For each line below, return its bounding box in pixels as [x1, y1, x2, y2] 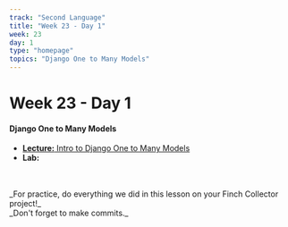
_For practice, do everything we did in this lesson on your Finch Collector [9, 189, 279, 199]
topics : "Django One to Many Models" [9, 55, 150, 63]
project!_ [9, 198, 42, 209]
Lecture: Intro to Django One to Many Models [21, 143, 191, 154]
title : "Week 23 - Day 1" [9, 21, 106, 30]
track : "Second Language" [9, 13, 106, 22]
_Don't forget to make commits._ [9, 207, 129, 219]
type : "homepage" [9, 46, 74, 55]
